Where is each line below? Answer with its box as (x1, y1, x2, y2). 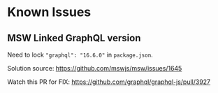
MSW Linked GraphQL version (7, 32, 141, 44)
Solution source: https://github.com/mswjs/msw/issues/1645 (7, 64, 182, 72)
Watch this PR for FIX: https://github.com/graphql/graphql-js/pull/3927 (7, 78, 211, 86)
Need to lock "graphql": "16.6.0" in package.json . (7, 50, 154, 59)
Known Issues (7, 4, 92, 20)
